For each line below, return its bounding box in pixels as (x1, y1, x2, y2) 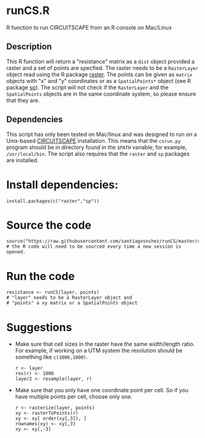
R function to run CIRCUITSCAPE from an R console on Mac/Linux (6, 24, 172, 31)
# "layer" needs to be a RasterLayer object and (6, 295, 132, 301)
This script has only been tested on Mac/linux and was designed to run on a (6, 131, 197, 138)
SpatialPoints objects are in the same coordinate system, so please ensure (6, 90, 196, 98)
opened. (6, 249, 26, 255)
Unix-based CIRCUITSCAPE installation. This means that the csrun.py (6, 137, 181, 144)
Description (6, 41, 52, 52)
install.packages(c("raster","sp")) (6, 198, 99, 204)
